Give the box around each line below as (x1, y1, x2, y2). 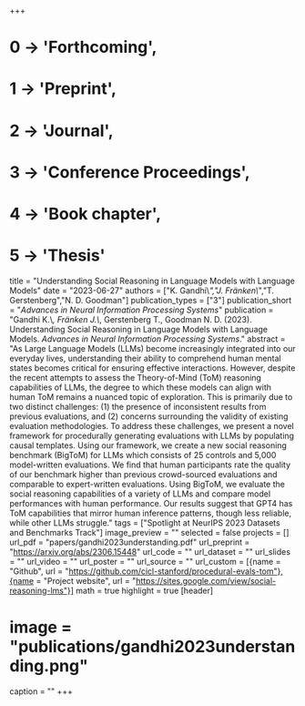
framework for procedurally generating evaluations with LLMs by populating (9, 430, 294, 441)
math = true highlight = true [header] (76, 585, 214, 596)
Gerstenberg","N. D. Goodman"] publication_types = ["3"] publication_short (9, 294, 292, 305)
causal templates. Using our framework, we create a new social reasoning (9, 439, 287, 451)
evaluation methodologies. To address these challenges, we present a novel (9, 420, 294, 431)
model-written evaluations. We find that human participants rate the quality (9, 459, 291, 470)
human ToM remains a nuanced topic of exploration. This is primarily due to (9, 391, 293, 402)
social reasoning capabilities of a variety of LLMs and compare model (9, 488, 271, 499)
